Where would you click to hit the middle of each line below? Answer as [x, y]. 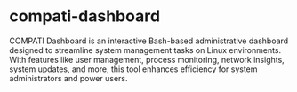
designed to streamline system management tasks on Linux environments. [145, 50]
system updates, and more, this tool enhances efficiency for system [133, 69]
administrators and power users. [68, 78]
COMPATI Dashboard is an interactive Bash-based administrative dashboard [149, 41]
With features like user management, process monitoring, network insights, [147, 59]
